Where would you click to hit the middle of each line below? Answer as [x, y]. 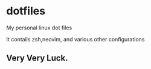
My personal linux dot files [39, 28]
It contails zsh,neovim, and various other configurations [75, 39]
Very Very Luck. [37, 58]
